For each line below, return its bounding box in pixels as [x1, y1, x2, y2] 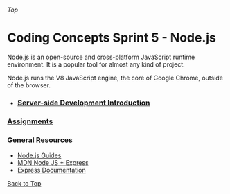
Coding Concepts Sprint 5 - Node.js [7, 30, 217, 45]
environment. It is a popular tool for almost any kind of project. [7, 60, 185, 69]
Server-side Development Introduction [17, 98, 150, 107]
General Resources [7, 135, 73, 145]
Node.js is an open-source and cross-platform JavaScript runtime [7, 53, 195, 61]
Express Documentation [17, 166, 86, 174]
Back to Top [7, 179, 42, 187]
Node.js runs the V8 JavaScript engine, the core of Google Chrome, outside [7, 73, 224, 82]
